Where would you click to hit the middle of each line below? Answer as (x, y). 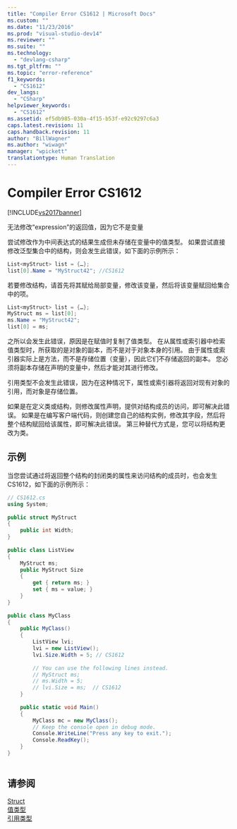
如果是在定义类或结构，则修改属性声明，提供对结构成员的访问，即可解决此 (115, 407)
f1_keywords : (26, 79)
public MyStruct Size (51, 570)
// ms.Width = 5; (58, 681)
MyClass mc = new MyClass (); (75, 720)
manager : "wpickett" (38, 152)
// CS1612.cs (26, 498)
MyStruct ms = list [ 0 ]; (42, 314)
